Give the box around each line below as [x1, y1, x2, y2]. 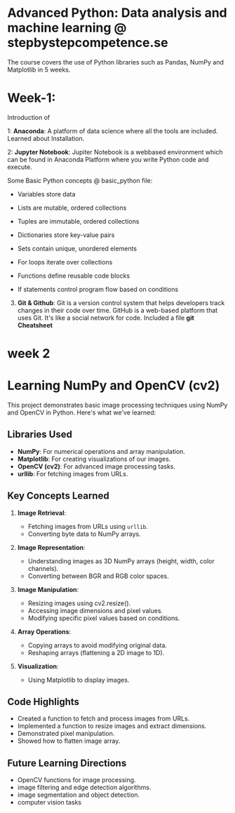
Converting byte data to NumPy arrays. [27, 530, 142, 538]
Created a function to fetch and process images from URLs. [17, 714, 190, 723]
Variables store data [17, 189, 76, 198]
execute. [7, 163, 33, 171]
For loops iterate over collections [17, 257, 113, 266]
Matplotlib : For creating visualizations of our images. [17, 455, 171, 463]
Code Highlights [7, 696, 79, 708]
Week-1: [7, 90, 56, 106]
